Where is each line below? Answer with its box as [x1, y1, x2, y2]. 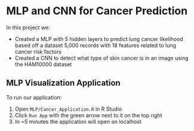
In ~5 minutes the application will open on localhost [14, 118, 142, 125]
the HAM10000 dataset [14, 61, 72, 68]
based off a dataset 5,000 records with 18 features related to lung [14, 42, 177, 49]
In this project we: [6, 24, 51, 31]
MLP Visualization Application [6, 78, 121, 88]
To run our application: [6, 93, 62, 101]
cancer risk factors [14, 48, 61, 55]
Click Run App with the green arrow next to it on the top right [14, 111, 162, 118]
